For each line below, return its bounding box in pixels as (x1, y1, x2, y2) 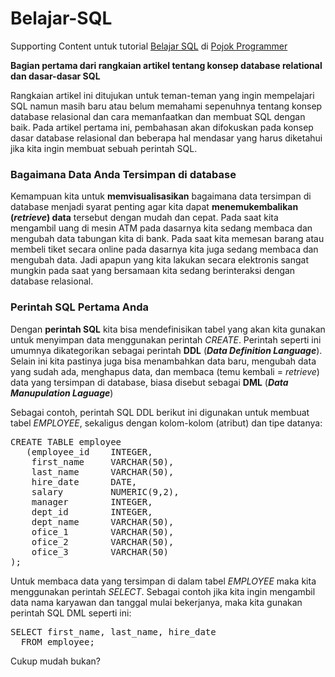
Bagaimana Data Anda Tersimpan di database (10, 167, 237, 181)
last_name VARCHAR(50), (31, 466, 175, 477)
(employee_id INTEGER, (26, 446, 153, 457)
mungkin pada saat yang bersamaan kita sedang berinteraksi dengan (10, 265, 296, 277)
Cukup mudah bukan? (10, 655, 101, 667)
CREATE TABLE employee (10, 436, 122, 447)
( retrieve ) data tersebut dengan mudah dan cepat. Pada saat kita (10, 212, 279, 224)
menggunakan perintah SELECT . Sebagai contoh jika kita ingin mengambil (10, 585, 316, 597)
